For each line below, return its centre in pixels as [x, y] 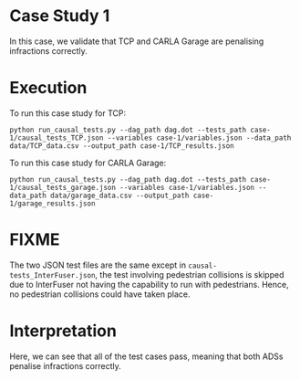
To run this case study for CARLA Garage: [88, 163]
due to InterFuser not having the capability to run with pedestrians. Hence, [149, 284]
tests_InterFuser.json [52, 275]
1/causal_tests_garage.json [63, 187]
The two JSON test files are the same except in [98, 265]
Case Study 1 [60, 16]
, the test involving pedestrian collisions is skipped [190, 274]
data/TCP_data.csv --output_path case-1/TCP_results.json [122, 146]
